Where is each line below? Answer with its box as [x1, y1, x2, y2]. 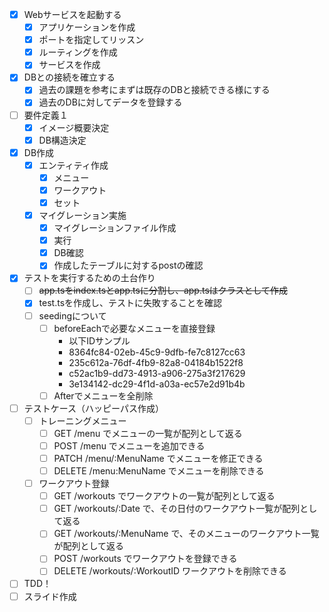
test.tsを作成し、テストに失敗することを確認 [38, 297, 223, 309]
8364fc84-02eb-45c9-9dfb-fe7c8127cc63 [68, 346, 246, 358]
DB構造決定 [38, 134, 87, 146]
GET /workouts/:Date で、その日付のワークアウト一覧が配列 [53, 503, 301, 515]
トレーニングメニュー [38, 414, 127, 427]
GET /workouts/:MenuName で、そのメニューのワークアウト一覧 [53, 528, 320, 540]
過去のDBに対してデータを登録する [38, 96, 183, 108]
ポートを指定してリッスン [38, 34, 145, 46]
